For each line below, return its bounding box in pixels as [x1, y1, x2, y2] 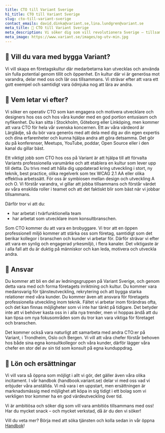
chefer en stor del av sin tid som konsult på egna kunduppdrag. [5, 345, 134, 351]
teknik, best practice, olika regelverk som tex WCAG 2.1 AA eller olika [5, 170, 145, 176]
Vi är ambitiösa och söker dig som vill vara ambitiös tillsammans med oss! [5, 403, 154, 409]
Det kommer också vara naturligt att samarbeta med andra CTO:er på [5, 329, 146, 335]
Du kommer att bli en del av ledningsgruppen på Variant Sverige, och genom [5, 278, 160, 284]
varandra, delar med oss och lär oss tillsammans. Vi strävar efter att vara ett [5, 76, 159, 82]
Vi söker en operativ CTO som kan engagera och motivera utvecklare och [5, 108, 154, 114]
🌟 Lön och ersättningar [5, 359, 76, 368]
